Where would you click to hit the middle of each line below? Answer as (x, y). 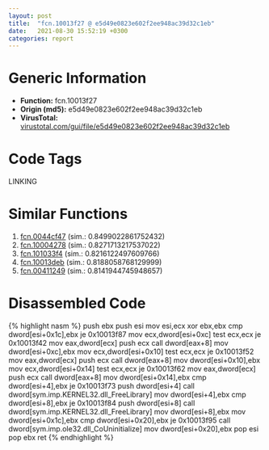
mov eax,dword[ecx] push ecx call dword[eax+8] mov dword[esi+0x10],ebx (134, 360)
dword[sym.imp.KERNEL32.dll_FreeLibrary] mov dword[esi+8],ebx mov (127, 412)
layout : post (30, 16)
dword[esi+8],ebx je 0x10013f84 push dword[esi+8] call (102, 403)
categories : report (41, 38)
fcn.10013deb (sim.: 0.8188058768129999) (91, 263)
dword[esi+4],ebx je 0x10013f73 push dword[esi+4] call (102, 386)
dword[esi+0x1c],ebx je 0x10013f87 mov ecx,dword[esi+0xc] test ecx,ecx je (135, 334)
